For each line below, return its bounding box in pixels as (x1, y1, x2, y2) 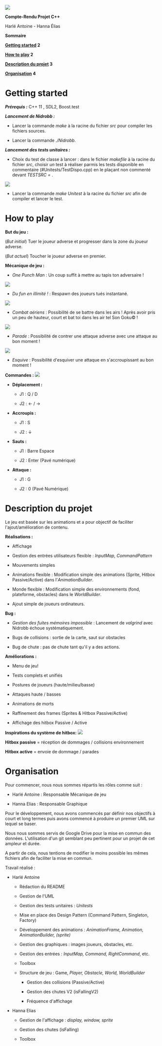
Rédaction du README (19, 883, 65, 889)
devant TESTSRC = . (12, 171, 54, 178)
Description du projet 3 (5, 61, 53, 67)
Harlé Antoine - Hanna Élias (5, 23, 61, 29)
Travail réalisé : (5, 865, 36, 871)
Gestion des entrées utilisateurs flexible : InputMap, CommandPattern (12, 553, 152, 558)
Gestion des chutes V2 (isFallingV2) (26, 988, 99, 994)
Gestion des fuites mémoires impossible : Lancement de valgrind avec (12, 619, 153, 625)
